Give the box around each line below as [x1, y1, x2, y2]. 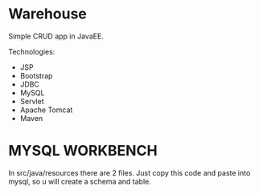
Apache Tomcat [19, 105, 73, 115]
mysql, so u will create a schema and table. [8, 176, 151, 186]
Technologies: [8, 46, 55, 56]
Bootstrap [19, 71, 53, 80]
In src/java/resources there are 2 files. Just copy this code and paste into [8, 168, 251, 177]
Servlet [19, 96, 44, 106]
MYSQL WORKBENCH [8, 142, 158, 160]
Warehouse [8, 5, 87, 23]
